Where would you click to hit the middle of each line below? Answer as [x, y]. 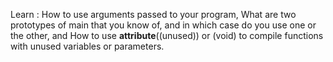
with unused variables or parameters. [87, 46]
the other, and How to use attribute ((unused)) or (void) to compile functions [167, 35]
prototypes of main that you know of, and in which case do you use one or [163, 25]
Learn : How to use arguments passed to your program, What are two [153, 14]
